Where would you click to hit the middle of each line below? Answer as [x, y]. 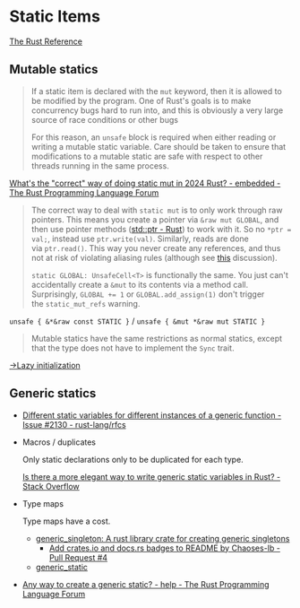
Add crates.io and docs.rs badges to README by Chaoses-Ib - [164, 548]
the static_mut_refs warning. [86, 303]
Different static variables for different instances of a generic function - [152, 415]
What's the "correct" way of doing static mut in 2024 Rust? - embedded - [145, 183]
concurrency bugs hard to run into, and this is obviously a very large [157, 110]
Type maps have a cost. [66, 521]
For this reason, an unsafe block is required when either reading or [154, 137]
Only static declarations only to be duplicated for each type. [133, 459]
